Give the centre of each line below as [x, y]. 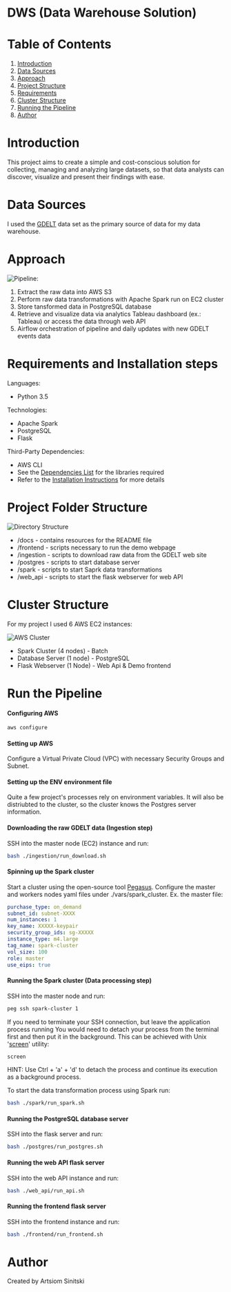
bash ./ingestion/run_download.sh [57, 856]
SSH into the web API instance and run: [63, 1178]
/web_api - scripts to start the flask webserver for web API [100, 576]
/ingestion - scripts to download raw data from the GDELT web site [112, 554]
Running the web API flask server [56, 1162]
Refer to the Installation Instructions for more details [91, 480]
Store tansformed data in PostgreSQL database [84, 307]
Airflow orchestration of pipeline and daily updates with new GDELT [113, 328]
